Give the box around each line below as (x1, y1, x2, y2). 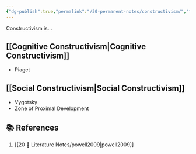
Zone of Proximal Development (14, 105, 89, 112)
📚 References (6, 122, 59, 132)
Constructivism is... (6, 25, 52, 32)
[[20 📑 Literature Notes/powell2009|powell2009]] (14, 141, 134, 148)
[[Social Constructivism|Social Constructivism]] (6, 83, 185, 93)
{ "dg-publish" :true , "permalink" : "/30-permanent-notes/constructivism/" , (6, 8, 187, 15)
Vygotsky (14, 99, 38, 106)
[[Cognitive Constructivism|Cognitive (6, 42, 146, 52)
